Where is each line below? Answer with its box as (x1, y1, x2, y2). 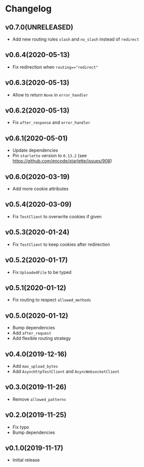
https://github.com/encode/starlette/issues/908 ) (12, 158, 112, 164)
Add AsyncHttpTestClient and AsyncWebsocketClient (12, 368, 120, 374)
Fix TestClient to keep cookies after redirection (12, 241, 111, 247)
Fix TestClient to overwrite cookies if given (12, 213, 102, 219)
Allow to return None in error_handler (12, 92, 88, 98)
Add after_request (12, 330, 51, 336)
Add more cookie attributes (12, 186, 69, 192)
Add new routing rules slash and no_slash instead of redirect (12, 36, 140, 42)
